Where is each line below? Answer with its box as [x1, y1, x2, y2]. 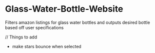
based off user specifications [5, 24, 64, 30]
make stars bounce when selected [12, 43, 81, 49]
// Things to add [5, 34, 38, 40]
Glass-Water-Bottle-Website [5, 3, 123, 15]
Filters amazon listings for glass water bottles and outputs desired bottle [5, 19, 150, 25]
